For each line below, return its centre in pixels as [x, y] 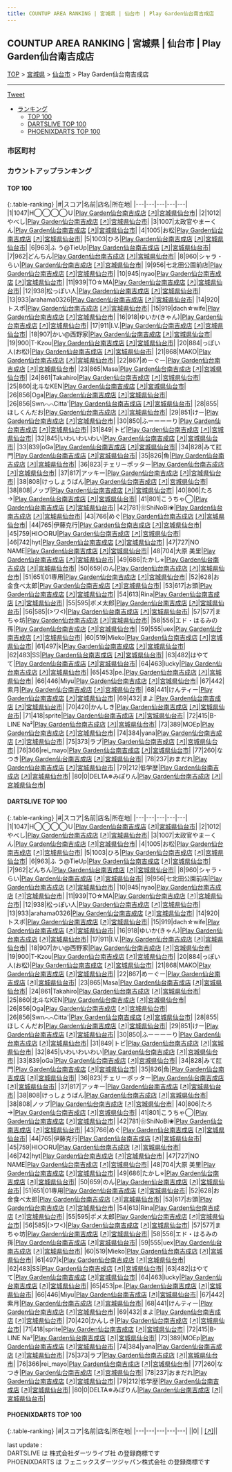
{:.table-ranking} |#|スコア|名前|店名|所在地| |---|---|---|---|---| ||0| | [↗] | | [113, 1431]
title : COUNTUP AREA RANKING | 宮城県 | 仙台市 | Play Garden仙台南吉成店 [111, 14]
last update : [25, 1445]
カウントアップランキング [49, 171]
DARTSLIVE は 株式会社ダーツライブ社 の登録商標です [84, 1453]
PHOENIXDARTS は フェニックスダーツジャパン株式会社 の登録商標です [109, 1462]
